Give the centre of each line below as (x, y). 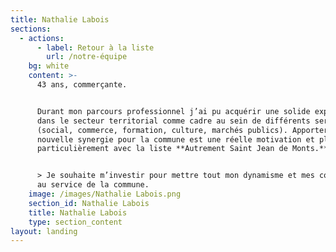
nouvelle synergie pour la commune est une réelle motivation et (175, 139)
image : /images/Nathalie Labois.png (105, 194)
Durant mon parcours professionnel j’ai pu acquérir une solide (173, 111)
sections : (31, 29)
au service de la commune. (93, 185)
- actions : (42, 38)
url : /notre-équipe (87, 57)
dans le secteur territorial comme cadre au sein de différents (173, 121)
